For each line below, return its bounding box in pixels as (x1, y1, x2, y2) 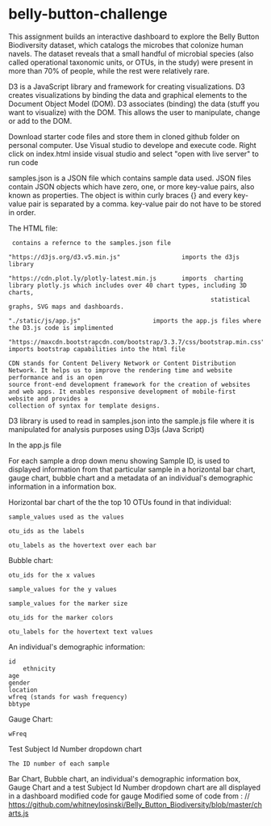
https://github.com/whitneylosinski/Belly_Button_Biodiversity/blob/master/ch (8, 799, 262, 809)
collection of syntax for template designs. (8, 401, 161, 409)
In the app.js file (8, 440, 62, 450)
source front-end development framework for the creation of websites (8, 380, 251, 388)
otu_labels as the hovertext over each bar (8, 541, 157, 549)
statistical (210, 295, 251, 303)
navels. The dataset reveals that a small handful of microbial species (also (8, 49, 254, 58)
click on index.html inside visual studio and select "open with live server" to (8, 149, 260, 159)
